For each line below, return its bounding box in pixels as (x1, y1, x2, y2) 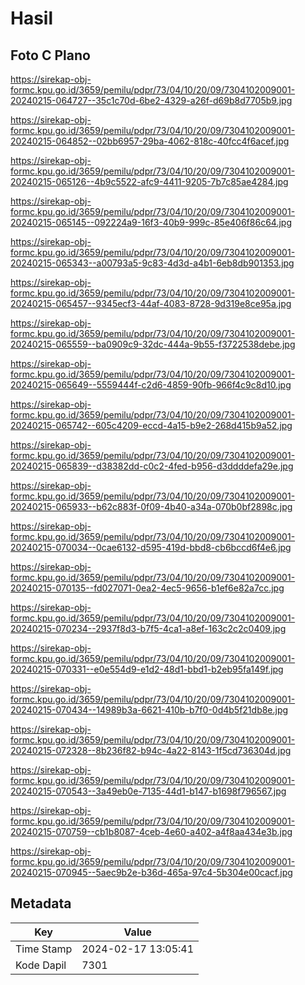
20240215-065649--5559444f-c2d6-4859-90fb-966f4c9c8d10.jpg (10, 379, 292, 391)
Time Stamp (15, 942, 73, 956)
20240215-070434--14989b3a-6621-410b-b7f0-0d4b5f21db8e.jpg (10, 704, 289, 716)
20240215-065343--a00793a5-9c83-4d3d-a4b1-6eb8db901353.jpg (10, 257, 295, 269)
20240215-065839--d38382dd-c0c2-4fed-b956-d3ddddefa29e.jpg (10, 460, 294, 472)
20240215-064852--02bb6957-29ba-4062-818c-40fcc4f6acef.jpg (10, 135, 290, 147)
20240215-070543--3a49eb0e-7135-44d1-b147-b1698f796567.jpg (10, 785, 287, 797)
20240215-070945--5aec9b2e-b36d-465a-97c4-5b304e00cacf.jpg (10, 867, 293, 878)
